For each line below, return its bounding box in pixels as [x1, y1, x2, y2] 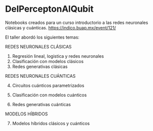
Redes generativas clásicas [12, 64, 68, 69]
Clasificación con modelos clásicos [12, 58, 84, 64]
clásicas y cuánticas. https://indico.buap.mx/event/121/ [5, 24, 116, 30]
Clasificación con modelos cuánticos [12, 92, 87, 98]
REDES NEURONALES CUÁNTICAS [5, 73, 76, 79]
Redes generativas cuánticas [12, 101, 71, 107]
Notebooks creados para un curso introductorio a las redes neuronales [5, 20, 149, 25]
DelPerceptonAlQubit [5, 3, 94, 15]
